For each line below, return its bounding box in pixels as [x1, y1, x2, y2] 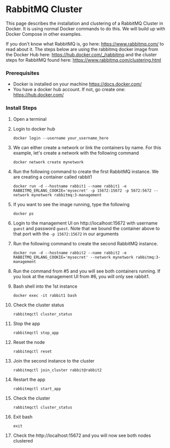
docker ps [13, 211, 34, 216]
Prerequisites [6, 69, 39, 76]
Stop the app [13, 320, 40, 327]
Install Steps [6, 105, 37, 112]
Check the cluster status [13, 302, 65, 308]
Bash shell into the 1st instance [13, 283, 77, 289]
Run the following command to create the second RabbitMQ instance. [13, 240, 158, 246]
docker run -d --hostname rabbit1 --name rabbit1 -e [13, 184, 127, 189]
